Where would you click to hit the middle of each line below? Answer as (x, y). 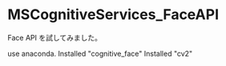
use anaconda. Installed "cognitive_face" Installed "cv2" (100, 53)
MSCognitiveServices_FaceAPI (113, 15)
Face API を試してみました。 (54, 37)
